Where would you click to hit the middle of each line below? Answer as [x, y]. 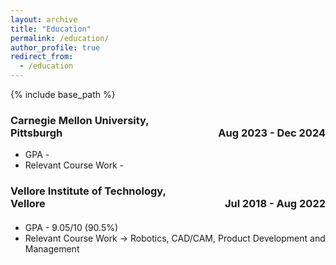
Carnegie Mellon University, [80, 120]
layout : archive [44, 19]
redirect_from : [42, 57]
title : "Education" [51, 29]
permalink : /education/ [60, 38]
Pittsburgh [36, 133]
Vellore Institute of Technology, [88, 191]
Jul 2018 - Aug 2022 [275, 204]
